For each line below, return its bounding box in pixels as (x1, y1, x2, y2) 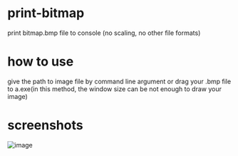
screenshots (7, 118, 83, 133)
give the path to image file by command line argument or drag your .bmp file (7, 77, 232, 85)
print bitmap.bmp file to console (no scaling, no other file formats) (7, 28, 201, 37)
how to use (7, 53, 74, 70)
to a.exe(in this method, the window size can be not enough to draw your (7, 84, 222, 93)
